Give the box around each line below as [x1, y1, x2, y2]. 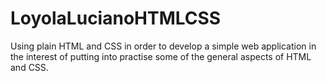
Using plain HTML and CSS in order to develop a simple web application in [10, 40, 317, 52]
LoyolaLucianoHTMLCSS [10, 7, 222, 30]
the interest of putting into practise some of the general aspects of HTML [10, 50, 312, 62]
